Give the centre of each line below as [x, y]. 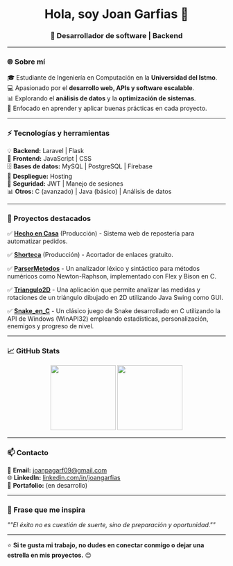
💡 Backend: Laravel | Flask [46, 151]
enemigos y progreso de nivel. [51, 326]
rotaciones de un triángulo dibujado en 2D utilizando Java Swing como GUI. [115, 298]
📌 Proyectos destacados [49, 219]
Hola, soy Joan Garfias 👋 [116, 14]
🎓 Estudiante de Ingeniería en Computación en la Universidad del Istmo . [112, 77]
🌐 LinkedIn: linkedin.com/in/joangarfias [64, 477]
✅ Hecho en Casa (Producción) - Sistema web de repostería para [101, 233]
